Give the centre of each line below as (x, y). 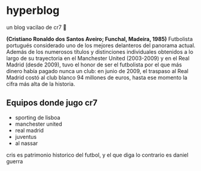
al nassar (26, 143)
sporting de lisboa (38, 117)
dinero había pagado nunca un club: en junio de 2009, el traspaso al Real (97, 71)
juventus (26, 137)
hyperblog (33, 11)
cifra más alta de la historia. (41, 84)
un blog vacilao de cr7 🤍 (36, 27)
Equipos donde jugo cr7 (52, 103)
